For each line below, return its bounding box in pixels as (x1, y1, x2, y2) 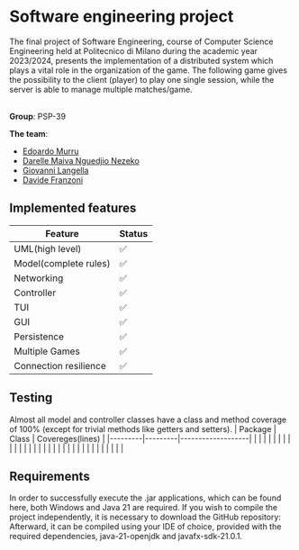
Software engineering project (9, 6, 234, 27)
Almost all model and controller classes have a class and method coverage (9, 414, 286, 425)
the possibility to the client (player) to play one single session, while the (9, 74, 275, 85)
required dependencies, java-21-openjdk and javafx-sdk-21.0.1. (9, 531, 243, 542)
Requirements (9, 468, 90, 483)
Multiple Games (14, 345, 81, 357)
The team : (9, 128, 49, 139)
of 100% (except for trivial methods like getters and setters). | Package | (9, 423, 276, 434)
